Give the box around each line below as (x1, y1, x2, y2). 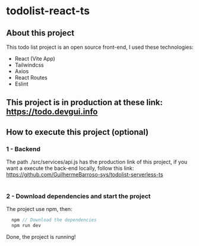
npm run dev (11, 223, 42, 229)
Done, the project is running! (6, 234, 76, 241)
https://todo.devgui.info (6, 107, 98, 117)
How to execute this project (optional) (6, 127, 149, 137)
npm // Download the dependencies (11, 217, 97, 223)
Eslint (14, 80, 29, 87)
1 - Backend (6, 144, 40, 153)
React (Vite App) (14, 55, 55, 62)
